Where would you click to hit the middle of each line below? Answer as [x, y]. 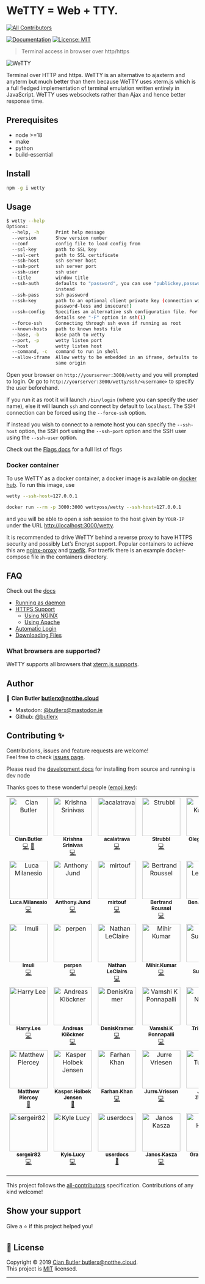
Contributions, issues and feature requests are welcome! [77, 751]
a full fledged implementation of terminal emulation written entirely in [93, 88]
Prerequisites [32, 120]
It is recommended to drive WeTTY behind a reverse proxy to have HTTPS [99, 537]
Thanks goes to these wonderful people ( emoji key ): [72, 787]
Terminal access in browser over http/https [75, 51]
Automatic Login [36, 628]
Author [20, 684]
